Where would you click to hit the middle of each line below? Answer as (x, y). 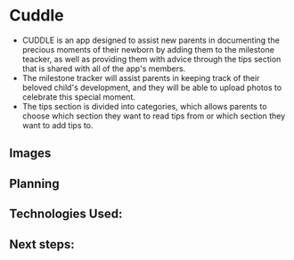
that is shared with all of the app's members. (104, 69)
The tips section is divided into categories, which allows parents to (144, 106)
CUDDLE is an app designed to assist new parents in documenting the (151, 40)
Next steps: (42, 244)
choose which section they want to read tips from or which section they (154, 116)
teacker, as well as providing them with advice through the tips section (151, 59)
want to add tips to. (57, 125)
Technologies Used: (66, 214)
